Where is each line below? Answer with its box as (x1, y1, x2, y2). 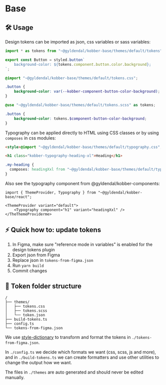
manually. (5, 374, 25, 380)
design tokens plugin (12, 246, 55, 252)
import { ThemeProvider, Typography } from (5, 190, 96, 195)
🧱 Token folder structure (5, 282, 82, 290)
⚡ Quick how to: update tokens (5, 226, 101, 234)
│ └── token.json (5, 312, 45, 317)
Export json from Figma (12, 252, 60, 258)
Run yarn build (12, 262, 44, 268)
